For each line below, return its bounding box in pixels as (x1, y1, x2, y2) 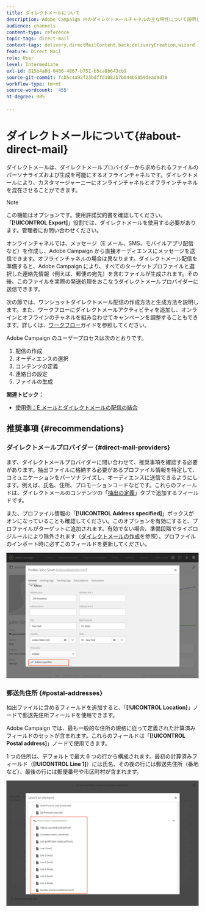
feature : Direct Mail (6, 49, 62, 55)
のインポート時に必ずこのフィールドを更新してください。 (6, 540, 151, 547)
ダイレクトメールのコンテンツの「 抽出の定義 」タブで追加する (22, 489, 178, 496)
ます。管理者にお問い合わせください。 (6, 226, 103, 234)
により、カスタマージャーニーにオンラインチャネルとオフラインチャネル (16, 178, 198, 186)
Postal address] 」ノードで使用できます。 (6, 740, 111, 747)
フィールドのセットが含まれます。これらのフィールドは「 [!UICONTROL (6, 732, 186, 740)
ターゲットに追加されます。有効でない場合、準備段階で (38, 524, 177, 532)
